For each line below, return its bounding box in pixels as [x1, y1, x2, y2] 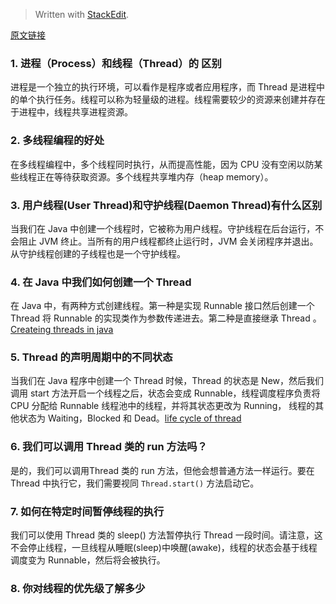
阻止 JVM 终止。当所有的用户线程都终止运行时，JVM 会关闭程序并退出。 [18, 235, 319, 247]
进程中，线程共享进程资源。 [18, 106, 133, 118]
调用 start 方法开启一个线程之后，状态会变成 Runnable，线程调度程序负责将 [10, 387, 321, 399]
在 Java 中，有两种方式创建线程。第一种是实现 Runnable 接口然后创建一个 [10, 300, 315, 312]
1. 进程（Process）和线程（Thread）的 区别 [10, 56, 222, 70]
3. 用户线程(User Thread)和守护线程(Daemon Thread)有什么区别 [10, 198, 323, 212]
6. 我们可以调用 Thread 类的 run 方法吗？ [10, 440, 208, 454]
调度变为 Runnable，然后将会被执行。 [10, 554, 166, 566]
